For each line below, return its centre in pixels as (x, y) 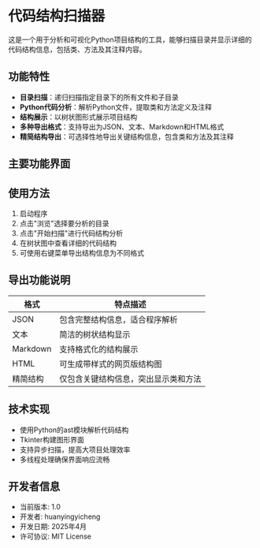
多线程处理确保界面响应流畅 (65, 459)
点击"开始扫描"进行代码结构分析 (71, 233)
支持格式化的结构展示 (98, 349)
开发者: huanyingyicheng (60, 516)
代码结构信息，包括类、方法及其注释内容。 (77, 49)
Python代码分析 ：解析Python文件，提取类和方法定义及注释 (116, 106)
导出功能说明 (39, 280)
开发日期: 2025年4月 (53, 527)
